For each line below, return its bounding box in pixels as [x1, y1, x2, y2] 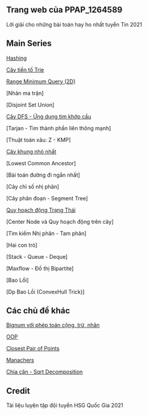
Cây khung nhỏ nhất [6, 148, 57, 155]
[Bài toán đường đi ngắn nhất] [6, 171, 80, 179]
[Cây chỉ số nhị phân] [6, 183, 60, 190]
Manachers [6, 356, 34, 364]
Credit [6, 385, 30, 396]
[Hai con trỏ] [6, 241, 38, 249]
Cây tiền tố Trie [6, 66, 45, 73]
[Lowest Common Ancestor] [6, 159, 76, 166]
